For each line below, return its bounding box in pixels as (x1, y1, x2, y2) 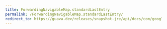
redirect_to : (5, 16, 32, 21)
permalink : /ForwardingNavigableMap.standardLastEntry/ (5, 12, 123, 17)
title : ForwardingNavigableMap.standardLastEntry (5, 7, 110, 12)
